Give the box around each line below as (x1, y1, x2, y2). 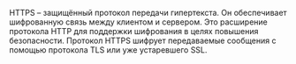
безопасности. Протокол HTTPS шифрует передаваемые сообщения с (9, 35, 277, 46)
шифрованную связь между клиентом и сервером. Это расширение (9, 17, 268, 27)
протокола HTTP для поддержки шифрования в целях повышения (9, 26, 259, 36)
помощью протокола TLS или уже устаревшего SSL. (9, 45, 208, 55)
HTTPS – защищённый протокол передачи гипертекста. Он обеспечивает (9, 8, 287, 18)
